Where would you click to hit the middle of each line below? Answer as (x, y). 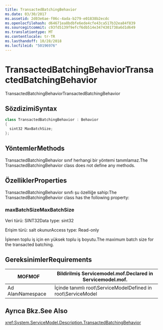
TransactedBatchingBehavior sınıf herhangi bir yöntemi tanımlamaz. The (76, 160)
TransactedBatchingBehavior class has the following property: (67, 198)
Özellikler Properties (36, 181)
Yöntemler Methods (35, 148)
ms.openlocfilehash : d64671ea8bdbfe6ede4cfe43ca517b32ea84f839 (70, 23)
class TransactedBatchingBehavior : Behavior (52, 120)
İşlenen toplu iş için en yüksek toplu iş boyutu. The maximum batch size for (79, 239)
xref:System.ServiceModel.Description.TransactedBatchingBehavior (73, 323)
